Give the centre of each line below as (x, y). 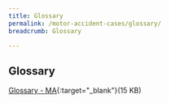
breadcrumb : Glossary (45, 31)
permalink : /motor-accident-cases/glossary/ (85, 24)
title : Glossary (36, 16)
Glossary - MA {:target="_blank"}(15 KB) (75, 91)
